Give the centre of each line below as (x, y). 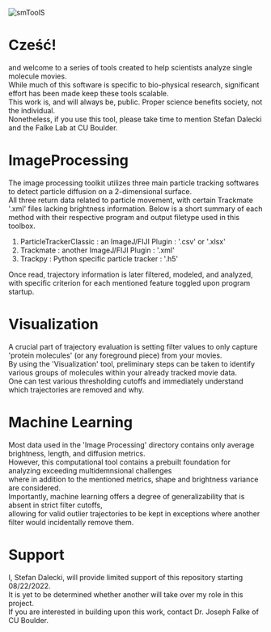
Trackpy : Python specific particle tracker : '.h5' (99, 258)
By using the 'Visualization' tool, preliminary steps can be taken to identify (132, 363)
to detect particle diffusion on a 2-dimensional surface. (100, 191)
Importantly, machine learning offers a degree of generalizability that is (127, 496)
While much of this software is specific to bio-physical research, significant (134, 84)
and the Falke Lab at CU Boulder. (63, 127)
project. (21, 603)
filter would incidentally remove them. (71, 522)
